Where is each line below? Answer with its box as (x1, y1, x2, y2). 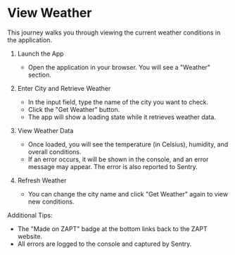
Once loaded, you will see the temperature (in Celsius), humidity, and (27, 139, 229, 149)
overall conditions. (27, 147, 82, 156)
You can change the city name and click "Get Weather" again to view (27, 189, 229, 198)
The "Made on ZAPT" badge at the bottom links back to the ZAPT (17, 224, 208, 233)
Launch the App (17, 49, 65, 58)
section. (27, 70, 51, 79)
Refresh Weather (17, 176, 67, 185)
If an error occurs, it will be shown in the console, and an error (27, 155, 209, 163)
